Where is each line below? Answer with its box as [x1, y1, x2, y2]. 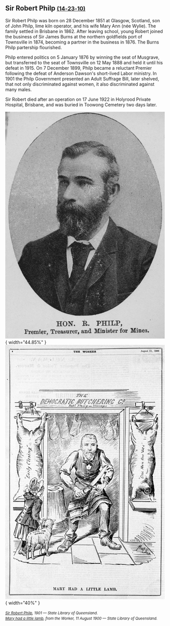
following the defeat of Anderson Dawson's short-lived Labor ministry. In [5, 70, 157, 76]
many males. [5, 86, 32, 93]
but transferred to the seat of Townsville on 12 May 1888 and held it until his [5, 59, 163, 65]
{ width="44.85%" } [5, 339, 47, 345]
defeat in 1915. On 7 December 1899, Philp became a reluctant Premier [5, 65, 152, 71]
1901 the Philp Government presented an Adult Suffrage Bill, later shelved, [5, 75, 159, 81]
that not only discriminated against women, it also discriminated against [5, 81, 155, 87]
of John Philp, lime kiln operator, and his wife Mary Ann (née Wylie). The [5, 23, 156, 29]
